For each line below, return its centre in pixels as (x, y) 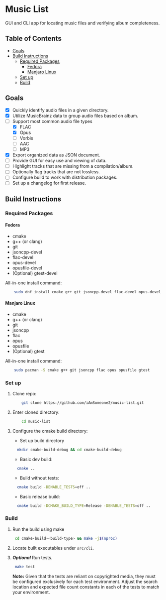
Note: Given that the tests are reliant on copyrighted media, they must (84, 576)
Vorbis (26, 138)
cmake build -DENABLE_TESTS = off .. (54, 487)
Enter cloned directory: (36, 412)
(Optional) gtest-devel (35, 273)
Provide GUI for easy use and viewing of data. (59, 161)
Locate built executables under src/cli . (53, 548)
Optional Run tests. (32, 557)
